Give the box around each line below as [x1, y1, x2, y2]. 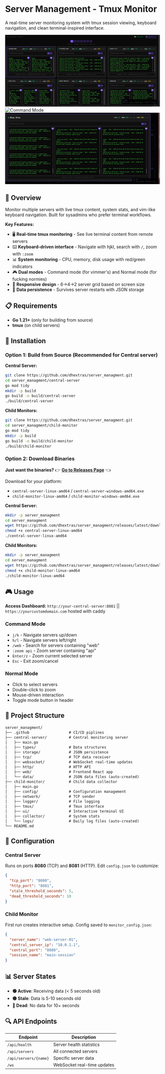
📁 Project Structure [5, 712, 65, 720]
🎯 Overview [5, 194, 41, 202]
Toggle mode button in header [12, 697, 74, 703]
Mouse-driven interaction [12, 692, 64, 698]
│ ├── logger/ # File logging [5, 799, 100, 804]
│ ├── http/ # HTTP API [5, 764, 91, 769]
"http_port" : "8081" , [9, 883, 54, 888]
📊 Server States [5, 972, 56, 980]
